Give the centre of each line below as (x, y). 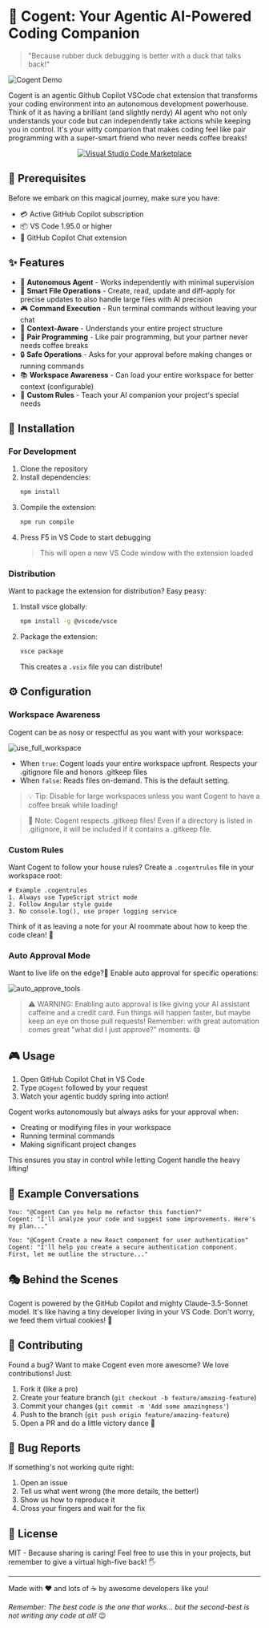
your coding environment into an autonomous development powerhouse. (128, 103)
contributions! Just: (40, 1373)
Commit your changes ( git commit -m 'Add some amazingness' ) (124, 1406)
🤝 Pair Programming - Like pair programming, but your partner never (134, 337)
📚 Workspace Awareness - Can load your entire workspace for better (137, 375)
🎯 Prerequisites (47, 178)
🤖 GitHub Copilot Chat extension (73, 237)
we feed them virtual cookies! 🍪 (60, 1320)
